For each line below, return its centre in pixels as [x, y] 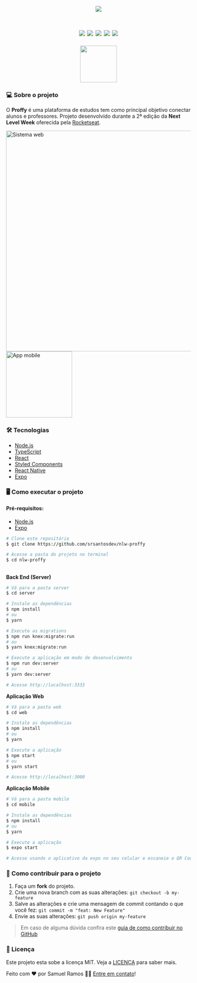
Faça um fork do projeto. [45, 886]
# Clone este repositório [38, 539]
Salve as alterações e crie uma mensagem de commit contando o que [99, 904]
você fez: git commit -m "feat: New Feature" [70, 910]
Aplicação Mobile [28, 788]
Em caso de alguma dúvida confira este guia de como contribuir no [101, 928]
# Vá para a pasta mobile [38, 799]
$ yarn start [22, 766]
